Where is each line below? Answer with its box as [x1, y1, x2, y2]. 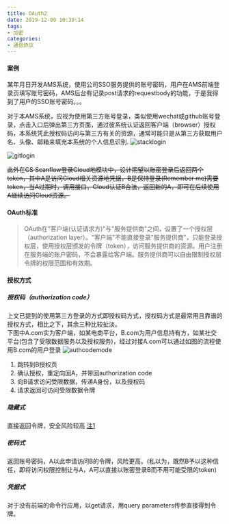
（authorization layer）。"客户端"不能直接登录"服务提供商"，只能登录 [23, 234, 217, 242]
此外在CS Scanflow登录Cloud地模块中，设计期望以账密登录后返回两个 [7, 166, 204, 174]
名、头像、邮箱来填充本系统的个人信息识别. [7, 138, 129, 146]
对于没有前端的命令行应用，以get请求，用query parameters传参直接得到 [7, 501, 211, 509]
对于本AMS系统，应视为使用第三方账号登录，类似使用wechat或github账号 [7, 112, 215, 121]
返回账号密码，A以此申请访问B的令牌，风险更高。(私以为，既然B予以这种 [7, 457, 213, 465]
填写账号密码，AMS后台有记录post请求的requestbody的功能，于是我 [18, 89, 213, 97]
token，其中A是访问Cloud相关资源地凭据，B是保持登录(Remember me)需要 [7, 174, 219, 182]
